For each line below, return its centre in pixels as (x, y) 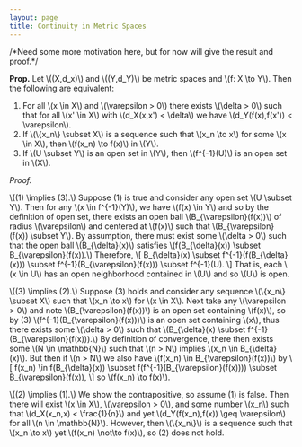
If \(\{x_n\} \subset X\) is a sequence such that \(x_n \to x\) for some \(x (154, 134)
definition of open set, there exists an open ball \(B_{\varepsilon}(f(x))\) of (146, 216)
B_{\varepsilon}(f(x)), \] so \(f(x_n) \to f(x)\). (90, 377)
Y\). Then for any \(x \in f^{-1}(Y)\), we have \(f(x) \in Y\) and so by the (139, 206)
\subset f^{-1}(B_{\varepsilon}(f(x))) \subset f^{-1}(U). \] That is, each (155, 264)
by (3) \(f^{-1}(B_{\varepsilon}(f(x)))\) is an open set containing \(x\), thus (145, 320)
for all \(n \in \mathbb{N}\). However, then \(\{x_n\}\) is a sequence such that (151, 423)
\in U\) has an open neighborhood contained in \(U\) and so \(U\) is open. (154, 274)
